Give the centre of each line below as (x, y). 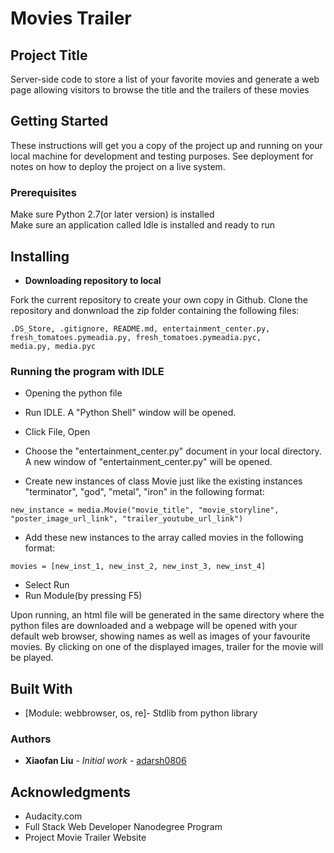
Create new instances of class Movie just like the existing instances (163, 481)
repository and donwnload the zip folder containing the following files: (155, 310)
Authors (31, 739)
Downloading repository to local (93, 280)
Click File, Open (57, 432)
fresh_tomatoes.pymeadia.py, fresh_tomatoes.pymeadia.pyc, (136, 337)
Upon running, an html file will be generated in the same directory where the (167, 615)
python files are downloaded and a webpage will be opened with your (154, 626)
